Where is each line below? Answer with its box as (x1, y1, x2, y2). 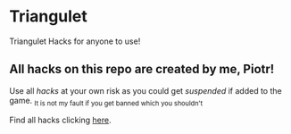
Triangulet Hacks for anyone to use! (9, 36, 141, 46)
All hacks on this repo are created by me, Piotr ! (9, 62, 275, 77)
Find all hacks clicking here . (9, 114, 112, 125)
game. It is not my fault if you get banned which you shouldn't (9, 95, 204, 108)
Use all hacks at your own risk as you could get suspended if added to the (9, 85, 283, 96)
